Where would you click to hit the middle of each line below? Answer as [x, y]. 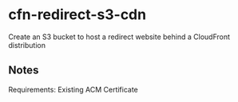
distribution [27, 45]
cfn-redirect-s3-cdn [77, 15]
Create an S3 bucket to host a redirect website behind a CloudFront [119, 37]
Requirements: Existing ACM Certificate [73, 89]
